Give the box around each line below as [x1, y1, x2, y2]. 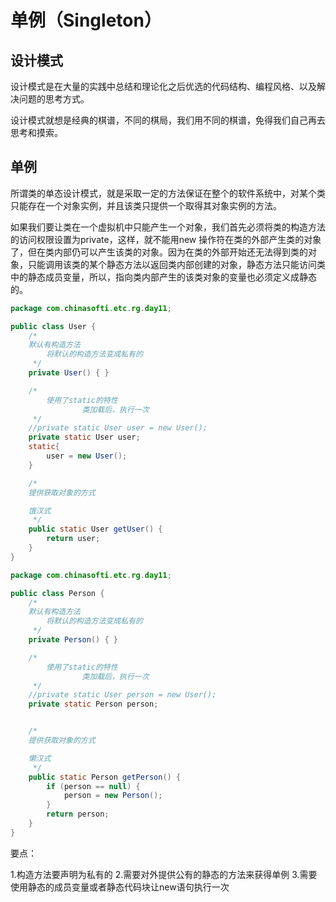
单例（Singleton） [10, 9, 162, 32]
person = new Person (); [63, 791, 163, 801]
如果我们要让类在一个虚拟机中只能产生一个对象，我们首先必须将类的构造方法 [10, 221, 326, 233]
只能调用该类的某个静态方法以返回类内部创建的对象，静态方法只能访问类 [27, 258, 326, 270]
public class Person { [10, 588, 105, 598]
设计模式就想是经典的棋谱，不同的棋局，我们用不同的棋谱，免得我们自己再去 [10, 114, 326, 126]
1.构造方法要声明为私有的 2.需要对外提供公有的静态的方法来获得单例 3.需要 [10, 868, 318, 880]
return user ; [46, 534, 101, 544]
